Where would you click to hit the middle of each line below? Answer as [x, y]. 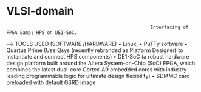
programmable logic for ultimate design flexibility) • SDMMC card [108, 76]
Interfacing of [169, 27]
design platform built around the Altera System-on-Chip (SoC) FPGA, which [101, 63]
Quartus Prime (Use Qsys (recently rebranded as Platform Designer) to [95, 50]
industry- [178, 69]
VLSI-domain [40, 11]
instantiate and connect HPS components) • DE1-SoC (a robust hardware [98, 56]
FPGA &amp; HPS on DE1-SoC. [42, 32]
